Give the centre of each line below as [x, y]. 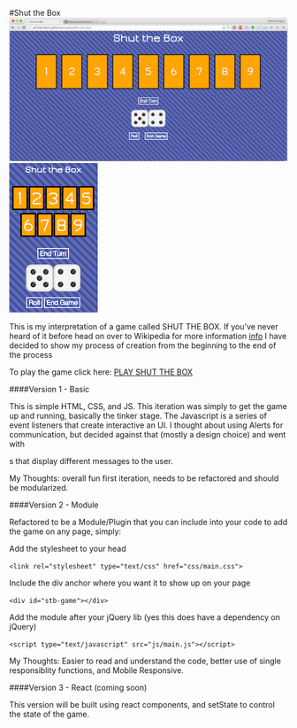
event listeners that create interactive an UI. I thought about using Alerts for [146, 425]
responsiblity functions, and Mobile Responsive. [96, 670]
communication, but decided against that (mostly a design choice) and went [148, 435]
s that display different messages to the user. [91, 461]
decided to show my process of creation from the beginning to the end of [143, 345]
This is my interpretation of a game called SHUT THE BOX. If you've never [144, 327]
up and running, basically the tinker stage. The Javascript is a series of [138, 416]
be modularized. [39, 488]
